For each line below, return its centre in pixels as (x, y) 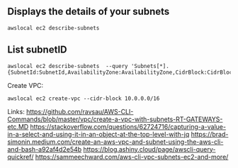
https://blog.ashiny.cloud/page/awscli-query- (149, 149)
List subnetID (37, 50)
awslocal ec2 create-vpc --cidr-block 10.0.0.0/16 (84, 99)
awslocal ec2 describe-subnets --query (68, 66)
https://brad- (210, 134)
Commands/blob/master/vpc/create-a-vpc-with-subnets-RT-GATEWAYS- (115, 119)
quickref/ (21, 157)
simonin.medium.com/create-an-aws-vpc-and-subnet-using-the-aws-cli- (115, 142)
